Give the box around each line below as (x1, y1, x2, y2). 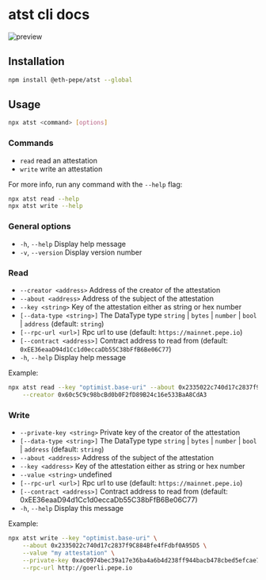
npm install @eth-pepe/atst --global (8, 75, 133, 84)
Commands (8, 137, 54, 148)
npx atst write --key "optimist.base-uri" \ (8, 534, 158, 542)
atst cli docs (8, 6, 90, 24)
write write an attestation (19, 164, 103, 174)
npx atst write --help (8, 202, 83, 210)
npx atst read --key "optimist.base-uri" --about (8, 383, 176, 391)
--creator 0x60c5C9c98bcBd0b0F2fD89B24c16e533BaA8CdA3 (22, 390, 207, 398)
